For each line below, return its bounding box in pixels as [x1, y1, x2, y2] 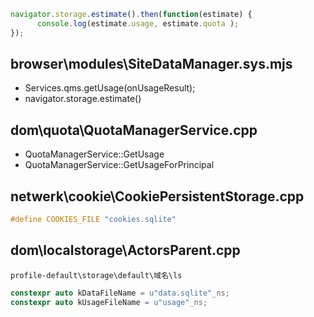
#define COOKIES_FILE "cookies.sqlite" [10, 215, 177, 225]
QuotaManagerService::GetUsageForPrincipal [24, 159, 215, 171]
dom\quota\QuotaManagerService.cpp [10, 121, 258, 139]
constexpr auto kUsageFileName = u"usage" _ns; [10, 297, 208, 307]
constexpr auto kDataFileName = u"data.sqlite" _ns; [10, 288, 230, 298]
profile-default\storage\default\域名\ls [10, 270, 183, 280]
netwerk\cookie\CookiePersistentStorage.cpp [10, 188, 305, 205]
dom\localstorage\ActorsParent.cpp [10, 242, 241, 259]
